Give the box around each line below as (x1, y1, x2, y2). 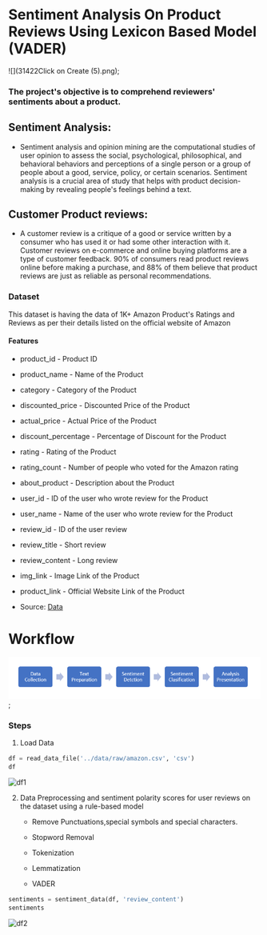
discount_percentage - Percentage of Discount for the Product (19, 431, 226, 441)
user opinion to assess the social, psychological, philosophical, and (19, 150, 242, 160)
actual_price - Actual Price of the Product (19, 416, 157, 426)
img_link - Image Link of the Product (19, 570, 140, 581)
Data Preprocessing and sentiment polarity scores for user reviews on (19, 793, 251, 802)
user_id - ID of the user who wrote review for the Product (19, 493, 209, 503)
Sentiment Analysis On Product (8, 6, 221, 24)
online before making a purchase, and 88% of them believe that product (19, 262, 258, 273)
